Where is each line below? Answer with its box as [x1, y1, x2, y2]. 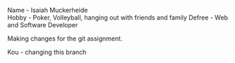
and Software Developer [7, 21, 78, 29]
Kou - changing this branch [7, 48, 87, 56]
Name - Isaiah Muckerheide [7, 6, 88, 14]
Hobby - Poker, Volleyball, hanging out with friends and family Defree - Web [7, 13, 228, 22]
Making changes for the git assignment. [7, 34, 123, 43]
